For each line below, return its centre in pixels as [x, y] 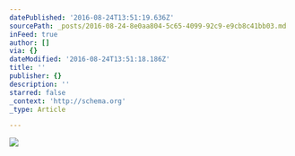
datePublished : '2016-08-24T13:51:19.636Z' [92, 17]
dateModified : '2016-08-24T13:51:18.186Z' [90, 59]
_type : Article [38, 109]
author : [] [30, 43]
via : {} [24, 51]
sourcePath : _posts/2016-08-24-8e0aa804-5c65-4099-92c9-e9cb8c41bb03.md [148, 26]
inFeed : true [34, 34]
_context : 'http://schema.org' [68, 101]
